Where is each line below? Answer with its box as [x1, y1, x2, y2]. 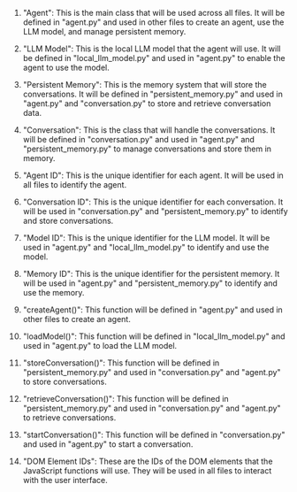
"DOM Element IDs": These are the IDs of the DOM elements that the [22, 456, 273, 466]
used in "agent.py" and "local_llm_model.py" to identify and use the [22, 242, 270, 252]
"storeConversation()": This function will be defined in [22, 357, 220, 368]
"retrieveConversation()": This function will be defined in [22, 394, 229, 404]
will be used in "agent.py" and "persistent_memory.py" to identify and [22, 278, 278, 288]
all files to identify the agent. [22, 180, 127, 189]
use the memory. [22, 288, 85, 297]
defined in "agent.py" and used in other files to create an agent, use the [22, 17, 285, 27]
